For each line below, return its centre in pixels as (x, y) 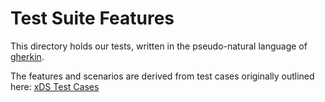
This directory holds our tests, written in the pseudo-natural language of (159, 46)
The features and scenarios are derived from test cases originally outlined (162, 76)
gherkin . (27, 56)
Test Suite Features (92, 18)
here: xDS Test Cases (55, 86)
